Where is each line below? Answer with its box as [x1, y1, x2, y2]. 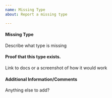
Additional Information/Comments [5, 76, 78, 82]
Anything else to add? [5, 87, 50, 93]
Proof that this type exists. [5, 54, 61, 60]
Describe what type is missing [5, 43, 67, 49]
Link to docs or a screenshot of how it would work [5, 65, 108, 71]
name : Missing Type [5, 7, 46, 12]
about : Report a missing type [5, 12, 68, 17]
